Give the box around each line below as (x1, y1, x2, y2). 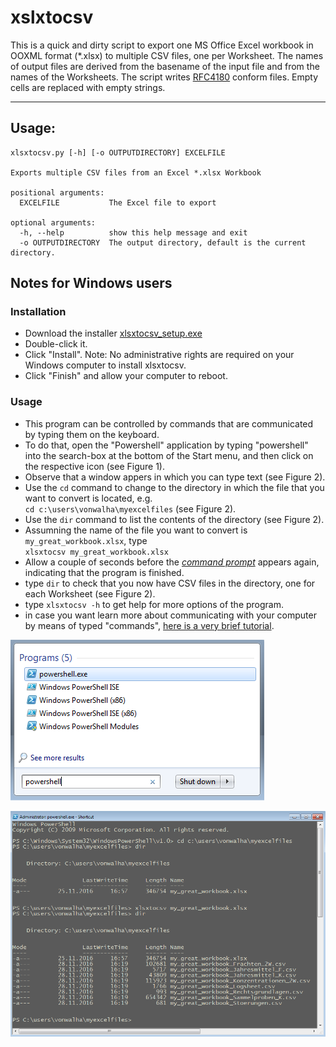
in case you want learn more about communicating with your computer (24, 609, 317, 621)
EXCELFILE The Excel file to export (19, 197, 217, 208)
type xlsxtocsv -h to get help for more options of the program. (24, 598, 285, 610)
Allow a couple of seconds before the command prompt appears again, (24, 556, 320, 568)
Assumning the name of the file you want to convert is (24, 524, 248, 536)
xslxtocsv (10, 6, 94, 29)
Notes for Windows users (10, 275, 173, 292)
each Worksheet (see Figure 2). (24, 587, 156, 600)
